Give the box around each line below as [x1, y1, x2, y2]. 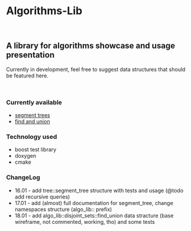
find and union [14, 118, 50, 125]
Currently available [6, 98, 62, 106]
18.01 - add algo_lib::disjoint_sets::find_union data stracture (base [14, 212, 174, 219]
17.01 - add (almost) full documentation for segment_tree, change [14, 199, 173, 206]
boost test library [14, 146, 57, 153]
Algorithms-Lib [6, 4, 83, 18]
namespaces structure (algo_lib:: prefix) [14, 206, 112, 213]
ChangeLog [6, 173, 40, 181]
